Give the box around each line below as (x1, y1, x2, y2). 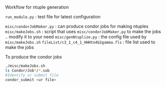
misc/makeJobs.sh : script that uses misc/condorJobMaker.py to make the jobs (5, 29, 161, 34)
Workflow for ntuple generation (5, 4, 69, 10)
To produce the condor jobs (5, 54, 62, 60)
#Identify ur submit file (5, 73, 58, 78)
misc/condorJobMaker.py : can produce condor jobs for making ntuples (5, 23, 149, 29)
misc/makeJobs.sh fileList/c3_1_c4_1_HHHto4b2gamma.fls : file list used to (5, 39, 156, 45)
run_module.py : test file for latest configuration (5, 14, 101, 19)
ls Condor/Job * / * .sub (5, 68, 50, 73)
